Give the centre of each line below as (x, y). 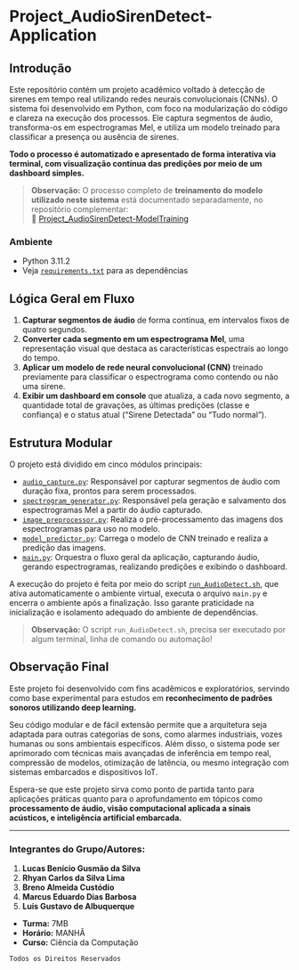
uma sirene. (44, 387)
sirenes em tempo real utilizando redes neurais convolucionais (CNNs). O (144, 99)
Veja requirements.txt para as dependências (105, 271)
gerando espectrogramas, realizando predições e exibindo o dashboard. (154, 567)
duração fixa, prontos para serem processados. (109, 491)
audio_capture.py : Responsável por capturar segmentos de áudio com (151, 481)
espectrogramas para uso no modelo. (91, 528)
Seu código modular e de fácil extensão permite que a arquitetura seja (138, 724)
